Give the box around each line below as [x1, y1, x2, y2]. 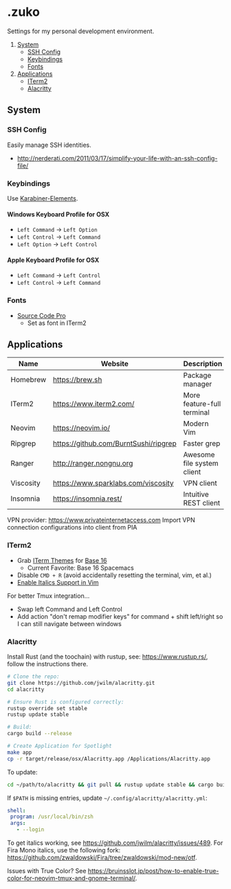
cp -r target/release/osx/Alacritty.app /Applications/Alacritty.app [7, 755, 211, 762]
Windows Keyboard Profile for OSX [7, 210, 110, 218]
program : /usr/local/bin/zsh [10, 813, 94, 821]
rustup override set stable [7, 705, 88, 712]
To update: [7, 768, 38, 776]
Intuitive [183, 490, 210, 499]
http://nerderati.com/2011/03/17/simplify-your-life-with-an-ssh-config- [16, 154, 218, 162]
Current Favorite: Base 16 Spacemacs [27, 563, 134, 572]
